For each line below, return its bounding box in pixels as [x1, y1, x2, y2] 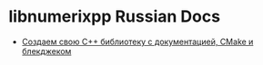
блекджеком [21, 45, 72, 56]
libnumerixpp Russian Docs [8, 6, 220, 27]
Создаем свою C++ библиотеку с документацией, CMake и [21, 36, 254, 47]
